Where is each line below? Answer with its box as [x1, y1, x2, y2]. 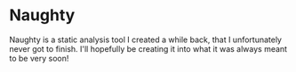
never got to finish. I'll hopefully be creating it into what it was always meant [9, 43, 287, 54]
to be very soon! [9, 53, 69, 63]
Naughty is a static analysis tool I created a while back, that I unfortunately [9, 34, 283, 45]
